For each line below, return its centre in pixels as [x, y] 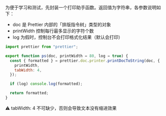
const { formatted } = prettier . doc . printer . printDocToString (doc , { [85, 61]
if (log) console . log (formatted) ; [46, 84]
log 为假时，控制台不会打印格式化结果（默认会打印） [68, 37]
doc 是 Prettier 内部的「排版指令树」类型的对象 [62, 25]
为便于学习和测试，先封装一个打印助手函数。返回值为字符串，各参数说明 [81, 7]
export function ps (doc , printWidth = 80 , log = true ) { [67, 56]
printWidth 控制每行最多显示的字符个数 [53, 31]
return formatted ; [29, 93]
